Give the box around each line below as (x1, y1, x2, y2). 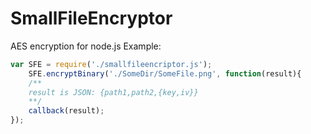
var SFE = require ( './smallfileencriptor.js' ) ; (10, 59, 213, 69)
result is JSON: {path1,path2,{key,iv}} (28, 87, 199, 97)
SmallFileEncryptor (10, 7, 173, 30)
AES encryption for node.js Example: (10, 40, 162, 52)
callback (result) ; (28, 106, 105, 116)
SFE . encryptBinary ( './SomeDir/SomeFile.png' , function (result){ (28, 68, 302, 79)
